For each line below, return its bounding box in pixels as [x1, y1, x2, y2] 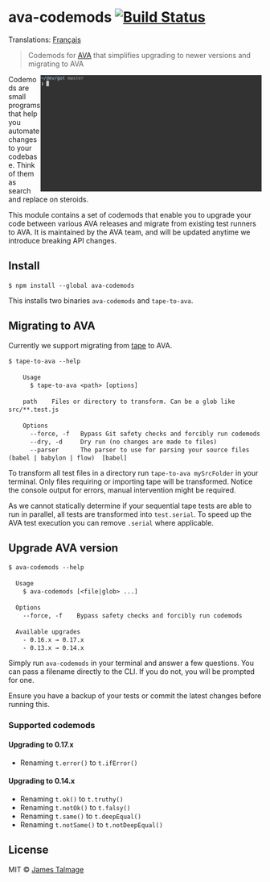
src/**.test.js [8, 406, 59, 414]
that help [8, 109, 38, 119]
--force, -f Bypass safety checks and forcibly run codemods [22, 612, 243, 620]
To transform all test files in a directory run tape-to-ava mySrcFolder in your [8, 468, 259, 477]
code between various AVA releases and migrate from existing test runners [8, 218, 257, 228]
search [8, 185, 31, 195]
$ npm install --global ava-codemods [8, 281, 135, 289]
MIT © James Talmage [8, 864, 84, 874]
